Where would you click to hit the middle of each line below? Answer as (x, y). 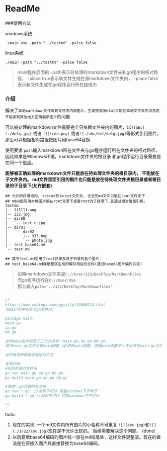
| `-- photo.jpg (29, 241)
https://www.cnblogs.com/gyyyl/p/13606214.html (55, 305)
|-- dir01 (15, 227)
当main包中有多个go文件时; (30, 309)
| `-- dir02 (20, 232)
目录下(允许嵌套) (35, 186)
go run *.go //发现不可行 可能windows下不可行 (51, 391)
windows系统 (19, 33)
